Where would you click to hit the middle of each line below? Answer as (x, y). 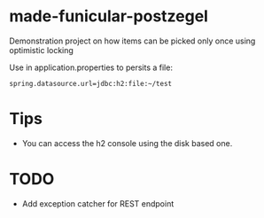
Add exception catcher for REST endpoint (98, 203)
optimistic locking (41, 50)
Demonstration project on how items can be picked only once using (132, 41)
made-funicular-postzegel (109, 16)
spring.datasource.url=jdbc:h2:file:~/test (91, 83)
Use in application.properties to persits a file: (91, 67)
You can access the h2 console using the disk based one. (127, 143)
